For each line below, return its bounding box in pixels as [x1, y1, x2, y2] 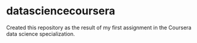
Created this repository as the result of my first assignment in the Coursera [6, 24, 192, 31]
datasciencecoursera [6, 4, 115, 18]
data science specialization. [6, 30, 75, 37]
